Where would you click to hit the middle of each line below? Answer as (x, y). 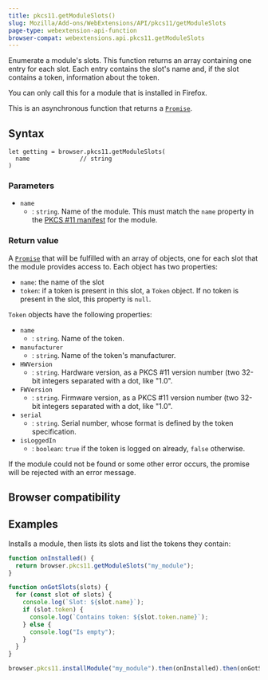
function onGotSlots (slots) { (59, 588)
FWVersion (36, 390)
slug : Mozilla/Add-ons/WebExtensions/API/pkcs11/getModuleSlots (117, 23)
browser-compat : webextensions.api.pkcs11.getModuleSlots (106, 38)
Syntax (26, 134)
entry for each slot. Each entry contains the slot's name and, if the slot (124, 69)
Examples (33, 524)
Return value (33, 241)
